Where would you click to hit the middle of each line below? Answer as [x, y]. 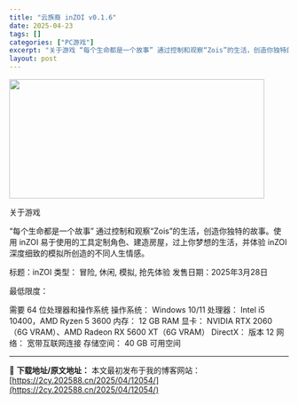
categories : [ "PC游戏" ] [52, 42]
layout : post [33, 59]
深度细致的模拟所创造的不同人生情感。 [79, 253]
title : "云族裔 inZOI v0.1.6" [63, 17]
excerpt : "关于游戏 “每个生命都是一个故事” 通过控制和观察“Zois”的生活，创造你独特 [148, 51]
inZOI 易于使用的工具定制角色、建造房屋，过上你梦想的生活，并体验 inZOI [153, 242]
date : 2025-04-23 [41, 26]
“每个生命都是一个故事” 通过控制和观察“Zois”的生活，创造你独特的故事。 [141, 231]
